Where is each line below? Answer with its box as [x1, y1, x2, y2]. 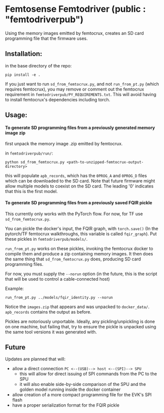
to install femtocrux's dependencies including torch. [5, 96, 110, 102]
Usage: [5, 111, 28, 119]
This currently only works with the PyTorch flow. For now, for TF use [5, 211, 143, 217]
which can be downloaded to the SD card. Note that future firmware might [5, 178, 156, 184]
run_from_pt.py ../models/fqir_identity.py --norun [5, 295, 113, 300]
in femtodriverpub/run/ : [5, 150, 53, 156]
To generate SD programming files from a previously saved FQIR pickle [5, 199, 152, 205]
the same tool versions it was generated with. [5, 329, 97, 335]
